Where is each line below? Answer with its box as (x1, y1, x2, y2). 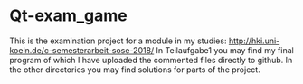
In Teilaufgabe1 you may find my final (156, 44, 294, 55)
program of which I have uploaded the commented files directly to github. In (9, 54, 293, 65)
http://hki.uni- (228, 35, 280, 46)
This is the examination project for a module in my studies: (9, 35, 227, 46)
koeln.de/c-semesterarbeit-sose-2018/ (9, 44, 155, 55)
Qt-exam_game (9, 5, 128, 26)
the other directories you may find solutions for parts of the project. (9, 64, 260, 75)
